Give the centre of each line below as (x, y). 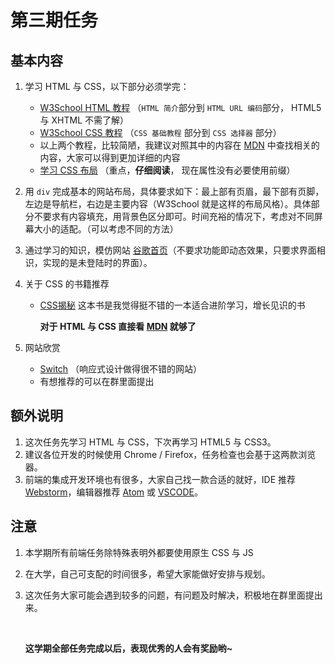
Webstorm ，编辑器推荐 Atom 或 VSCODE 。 (114, 492)
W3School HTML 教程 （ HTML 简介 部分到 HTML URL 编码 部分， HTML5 (180, 107)
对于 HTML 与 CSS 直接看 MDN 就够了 (118, 326)
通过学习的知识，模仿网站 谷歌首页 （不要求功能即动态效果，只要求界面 (170, 250)
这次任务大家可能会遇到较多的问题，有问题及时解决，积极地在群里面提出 (173, 595)
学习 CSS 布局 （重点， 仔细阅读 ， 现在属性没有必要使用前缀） (167, 170)
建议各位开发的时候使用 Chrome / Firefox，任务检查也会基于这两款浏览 (170, 454)
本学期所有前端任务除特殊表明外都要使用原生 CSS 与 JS (139, 552)
